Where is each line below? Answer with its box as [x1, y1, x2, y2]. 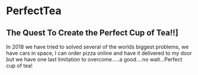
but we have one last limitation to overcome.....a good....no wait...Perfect [6, 56, 183, 63]
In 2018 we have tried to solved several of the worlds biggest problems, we [6, 43, 189, 50]
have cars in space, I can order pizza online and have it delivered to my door [6, 50, 192, 57]
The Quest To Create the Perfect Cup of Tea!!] [6, 28, 178, 38]
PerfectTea [6, 4, 62, 18]
